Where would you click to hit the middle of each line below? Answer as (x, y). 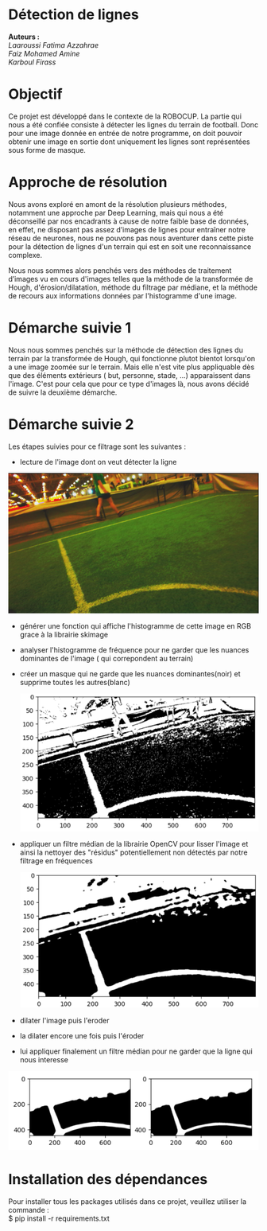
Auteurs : (24, 37)
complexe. (25, 255)
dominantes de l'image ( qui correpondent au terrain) (106, 658)
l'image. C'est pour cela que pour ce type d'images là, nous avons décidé (129, 384)
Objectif (35, 94)
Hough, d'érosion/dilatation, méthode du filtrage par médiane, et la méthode (133, 287)
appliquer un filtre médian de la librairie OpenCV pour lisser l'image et (134, 843)
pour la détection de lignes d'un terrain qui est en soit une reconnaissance (130, 246)
